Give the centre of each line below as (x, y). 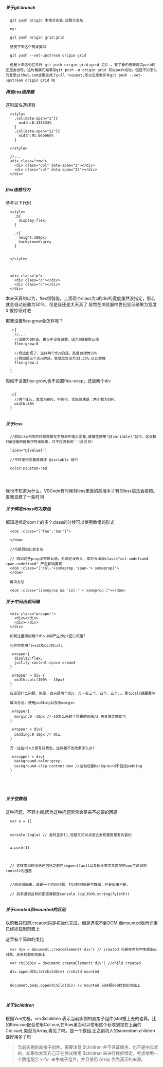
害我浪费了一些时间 (25, 496)
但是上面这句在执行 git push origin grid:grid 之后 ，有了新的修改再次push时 (83, 65)
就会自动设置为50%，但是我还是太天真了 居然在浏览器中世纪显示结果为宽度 (81, 304)
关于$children (20, 1005)
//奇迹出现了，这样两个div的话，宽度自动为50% (55, 353)
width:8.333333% (35, 123)
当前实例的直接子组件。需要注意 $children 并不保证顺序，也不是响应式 (88, 1047)
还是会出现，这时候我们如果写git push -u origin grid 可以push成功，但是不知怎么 (81, 70)
